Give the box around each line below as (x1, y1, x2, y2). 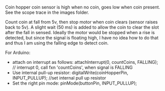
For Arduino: (5, 49, 31, 55)
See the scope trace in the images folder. (5, 9, 89, 15)
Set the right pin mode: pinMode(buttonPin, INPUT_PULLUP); (12, 80, 137, 86)
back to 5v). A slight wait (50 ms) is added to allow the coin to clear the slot (5, 24, 160, 30)
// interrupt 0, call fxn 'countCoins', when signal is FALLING (12, 64, 133, 70)
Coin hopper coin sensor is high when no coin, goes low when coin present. (5, 4, 160, 10)
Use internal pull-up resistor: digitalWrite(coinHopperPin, (12, 70, 129, 76)
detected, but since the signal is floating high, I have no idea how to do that (5, 35, 159, 41)
